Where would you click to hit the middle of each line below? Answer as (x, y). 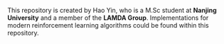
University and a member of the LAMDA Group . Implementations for (108, 18)
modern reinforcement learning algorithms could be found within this (108, 25)
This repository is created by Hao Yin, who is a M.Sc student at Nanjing (112, 10)
